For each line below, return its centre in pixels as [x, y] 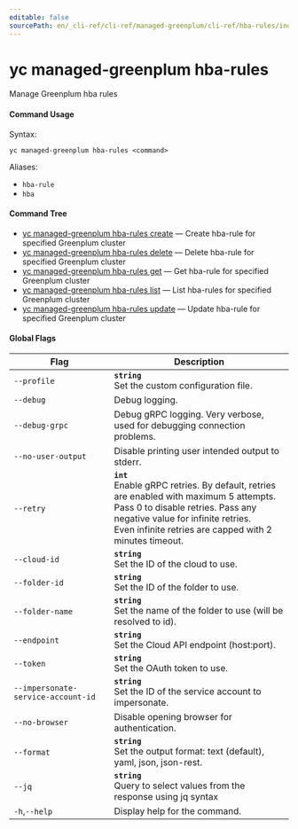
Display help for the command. [178, 811]
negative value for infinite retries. [182, 519]
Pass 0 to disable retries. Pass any [185, 508]
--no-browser [41, 723]
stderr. [128, 462]
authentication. [145, 728]
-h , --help [33, 811]
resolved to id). [145, 622]
